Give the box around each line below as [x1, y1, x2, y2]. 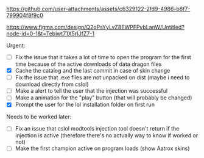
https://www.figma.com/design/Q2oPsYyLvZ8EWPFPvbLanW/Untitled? [6, 24, 185, 31]
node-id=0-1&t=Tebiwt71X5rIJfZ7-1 [6, 30, 95, 37]
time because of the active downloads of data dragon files [15, 60, 162, 68]
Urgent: [6, 42, 26, 49]
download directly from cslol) [15, 81, 90, 88]
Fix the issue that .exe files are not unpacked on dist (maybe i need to [15, 74, 190, 81]
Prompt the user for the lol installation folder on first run [15, 101, 155, 109]
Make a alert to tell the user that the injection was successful [15, 87, 168, 95]
